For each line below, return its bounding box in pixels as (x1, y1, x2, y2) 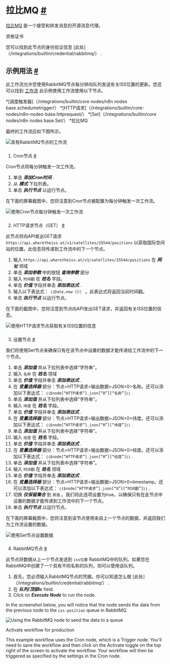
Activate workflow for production (6, 627, 75, 633)
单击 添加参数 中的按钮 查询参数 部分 (13, 269, 90, 275)
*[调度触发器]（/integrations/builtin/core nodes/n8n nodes (6, 98, 127, 104)
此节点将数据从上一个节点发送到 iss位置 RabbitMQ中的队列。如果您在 (6, 556, 150, 562)
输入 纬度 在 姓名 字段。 (13, 402, 62, 408)
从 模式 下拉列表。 (13, 180, 52, 187)
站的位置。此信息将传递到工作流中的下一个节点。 (6, 246, 108, 252)
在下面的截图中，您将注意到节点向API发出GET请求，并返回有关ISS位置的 (6, 306, 157, 312)
